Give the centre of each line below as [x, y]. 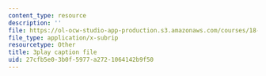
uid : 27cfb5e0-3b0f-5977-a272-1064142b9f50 [81, 60]
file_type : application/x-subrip [63, 38]
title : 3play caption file [53, 52]
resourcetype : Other [42, 45]
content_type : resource [47, 15]
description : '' [35, 23]
